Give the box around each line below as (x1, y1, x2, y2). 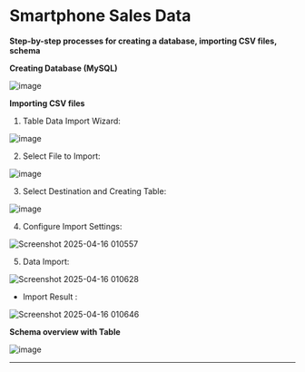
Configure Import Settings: (22, 220, 123, 231)
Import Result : (22, 291, 78, 302)
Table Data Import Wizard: (22, 115, 121, 126)
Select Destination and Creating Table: (22, 185, 167, 196)
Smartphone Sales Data (9, 5, 192, 26)
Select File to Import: (22, 151, 102, 162)
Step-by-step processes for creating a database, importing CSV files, (9, 35, 277, 46)
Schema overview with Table (9, 326, 121, 337)
